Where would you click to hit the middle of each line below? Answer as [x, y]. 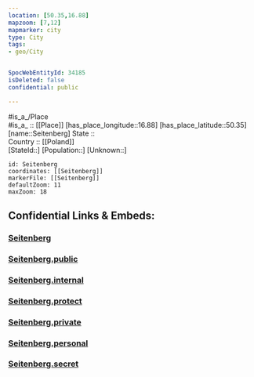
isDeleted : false [36, 80]
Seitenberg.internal [46, 280]
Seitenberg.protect [45, 301]
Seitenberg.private [45, 322]
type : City [26, 37]
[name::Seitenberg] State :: [52, 133]
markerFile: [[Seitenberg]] [54, 178]
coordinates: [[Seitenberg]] [56, 171]
